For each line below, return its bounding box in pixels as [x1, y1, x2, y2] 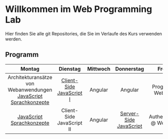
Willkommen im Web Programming [5, 3, 152, 15]
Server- [119, 110, 139, 117]
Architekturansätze [7, 73, 52, 80]
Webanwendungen [7, 86, 52, 93]
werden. [5, 36, 22, 42]
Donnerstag [115, 65, 144, 72]
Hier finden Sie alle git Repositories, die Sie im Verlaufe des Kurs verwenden [5, 30, 162, 36]
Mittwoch [87, 65, 111, 72]
